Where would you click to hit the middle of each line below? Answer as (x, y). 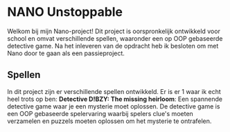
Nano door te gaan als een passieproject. (66, 53)
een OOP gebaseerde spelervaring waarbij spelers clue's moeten (100, 113)
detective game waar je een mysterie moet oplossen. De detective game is (114, 106)
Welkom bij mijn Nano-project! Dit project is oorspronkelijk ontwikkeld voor (114, 31)
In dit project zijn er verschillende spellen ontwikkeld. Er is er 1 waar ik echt (114, 91)
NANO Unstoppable (65, 12)
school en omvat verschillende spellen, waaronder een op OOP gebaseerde (115, 38)
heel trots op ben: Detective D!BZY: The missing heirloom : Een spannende (115, 99)
